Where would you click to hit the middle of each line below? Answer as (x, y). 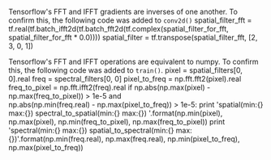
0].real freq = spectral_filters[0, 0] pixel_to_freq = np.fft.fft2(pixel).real (125, 79)
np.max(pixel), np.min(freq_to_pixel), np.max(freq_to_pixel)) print (117, 122)
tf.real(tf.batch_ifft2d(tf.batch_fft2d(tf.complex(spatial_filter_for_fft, (118, 29)
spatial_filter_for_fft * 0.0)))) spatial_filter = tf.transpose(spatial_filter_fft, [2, (133, 37)
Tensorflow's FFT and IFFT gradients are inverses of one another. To (123, 12)
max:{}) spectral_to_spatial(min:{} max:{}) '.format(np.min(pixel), (116, 113)
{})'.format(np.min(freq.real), (56, 139)
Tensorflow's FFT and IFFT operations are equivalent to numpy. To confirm (133, 61)
